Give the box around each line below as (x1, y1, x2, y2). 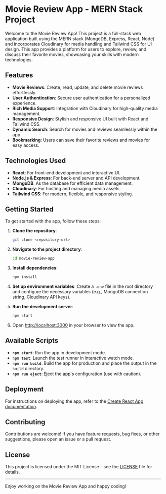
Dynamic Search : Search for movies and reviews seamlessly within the (12, 126, 158, 132)
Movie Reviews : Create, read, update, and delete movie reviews (12, 84, 143, 90)
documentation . (5, 403, 38, 409)
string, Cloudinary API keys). (12, 294, 71, 300)
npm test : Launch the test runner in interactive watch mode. (12, 355, 134, 361)
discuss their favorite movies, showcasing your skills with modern (5, 51, 139, 57)
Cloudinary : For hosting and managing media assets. (12, 185, 121, 191)
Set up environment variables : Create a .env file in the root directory (12, 283, 153, 289)
